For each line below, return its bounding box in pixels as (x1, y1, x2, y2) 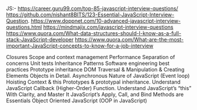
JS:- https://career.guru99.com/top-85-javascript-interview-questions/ (6, 5, 178, 12)
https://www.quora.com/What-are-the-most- (75, 36, 184, 43)
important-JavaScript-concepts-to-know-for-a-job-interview (6, 42, 154, 49)
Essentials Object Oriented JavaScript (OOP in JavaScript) (6, 97, 148, 104)
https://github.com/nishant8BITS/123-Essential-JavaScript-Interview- (6, 11, 175, 18)
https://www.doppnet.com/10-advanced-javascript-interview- (31, 18, 181, 24)
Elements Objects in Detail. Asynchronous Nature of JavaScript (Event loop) (6, 73, 190, 79)
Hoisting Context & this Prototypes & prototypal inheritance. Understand (6, 78, 181, 85)
